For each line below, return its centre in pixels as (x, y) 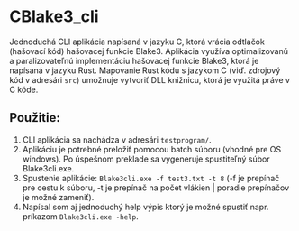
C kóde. (24, 89)
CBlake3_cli (54, 17)
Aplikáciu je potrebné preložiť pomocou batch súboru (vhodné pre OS (152, 149)
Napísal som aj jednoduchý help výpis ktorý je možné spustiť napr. (145, 207)
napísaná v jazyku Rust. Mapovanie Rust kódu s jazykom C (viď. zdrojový (145, 70)
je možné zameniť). (58, 197)
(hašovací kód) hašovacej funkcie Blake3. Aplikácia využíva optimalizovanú (149, 51)
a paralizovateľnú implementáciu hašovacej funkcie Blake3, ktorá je (134, 60)
